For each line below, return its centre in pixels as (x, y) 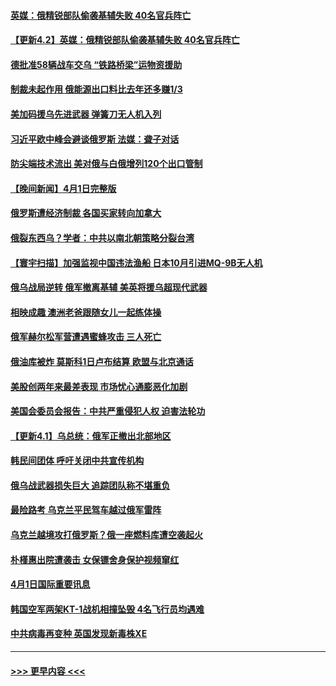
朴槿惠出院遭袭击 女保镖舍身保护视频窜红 (95, 559)
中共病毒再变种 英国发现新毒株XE (79, 634)
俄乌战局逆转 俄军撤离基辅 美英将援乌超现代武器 (109, 287)
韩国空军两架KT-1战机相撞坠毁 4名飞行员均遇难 (107, 609)
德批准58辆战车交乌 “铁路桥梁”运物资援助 (96, 64)
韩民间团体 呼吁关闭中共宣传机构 (77, 461)
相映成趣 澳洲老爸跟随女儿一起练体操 (86, 312)
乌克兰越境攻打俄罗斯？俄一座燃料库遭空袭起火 (106, 535)
